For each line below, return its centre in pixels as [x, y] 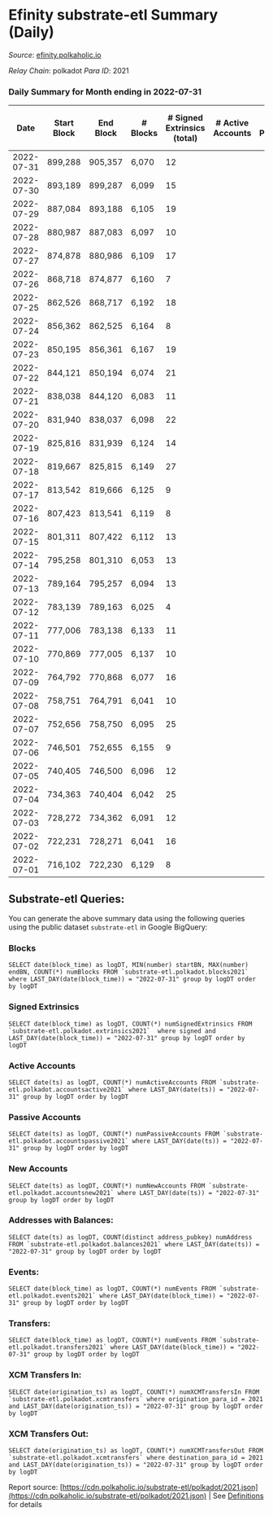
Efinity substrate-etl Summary [113, 15]
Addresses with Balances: [61, 1220]
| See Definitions [236, 1496]
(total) [185, 138]
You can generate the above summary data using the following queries [127, 919]
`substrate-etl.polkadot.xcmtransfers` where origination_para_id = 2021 [136, 1399]
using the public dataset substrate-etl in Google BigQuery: [108, 927]
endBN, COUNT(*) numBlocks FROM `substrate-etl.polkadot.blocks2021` [129, 972]
